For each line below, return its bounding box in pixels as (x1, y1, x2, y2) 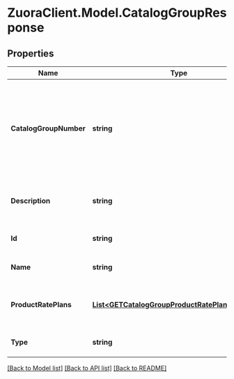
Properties (7, 47, 54, 59)
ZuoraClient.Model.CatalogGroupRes (7, 5, 227, 21)
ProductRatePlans (10, 300, 72, 309)
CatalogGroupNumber (10, 124, 86, 133)
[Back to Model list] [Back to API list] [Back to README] (7, 364, 167, 372)
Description (10, 196, 51, 205)
